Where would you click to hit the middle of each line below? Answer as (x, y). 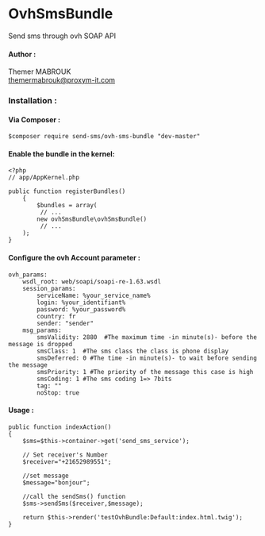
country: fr (57, 316)
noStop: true (58, 393)
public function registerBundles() (67, 191)
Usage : (21, 411)
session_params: (50, 288)
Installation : (33, 101)
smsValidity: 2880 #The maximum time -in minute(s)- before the (147, 337)
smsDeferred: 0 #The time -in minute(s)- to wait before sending (147, 358)
